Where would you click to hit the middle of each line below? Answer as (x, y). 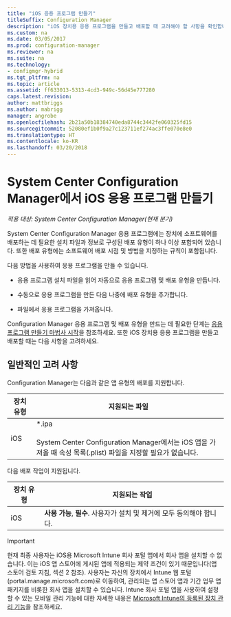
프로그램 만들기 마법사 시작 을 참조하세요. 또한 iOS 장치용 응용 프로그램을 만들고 (113, 332)
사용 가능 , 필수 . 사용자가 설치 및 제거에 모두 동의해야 (123, 513)
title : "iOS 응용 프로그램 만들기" (52, 13)
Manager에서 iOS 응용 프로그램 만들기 (110, 198)
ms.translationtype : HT (41, 135)
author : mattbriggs (35, 103)
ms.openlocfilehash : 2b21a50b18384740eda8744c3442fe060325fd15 (100, 122)
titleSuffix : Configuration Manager (59, 20)
